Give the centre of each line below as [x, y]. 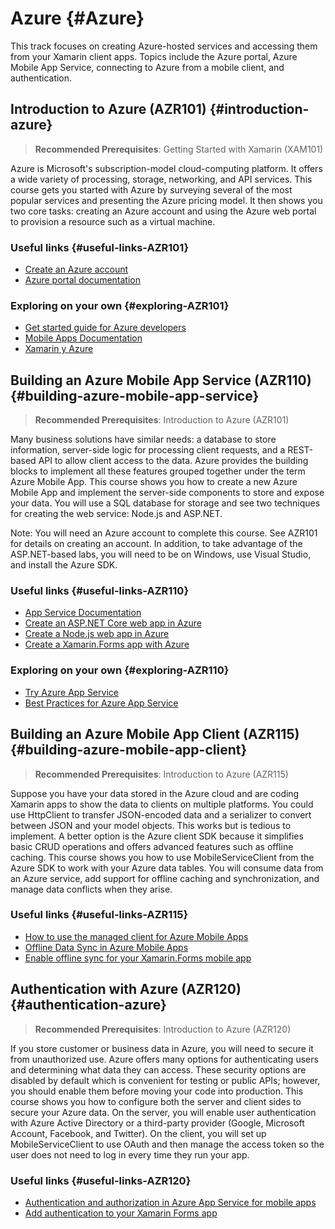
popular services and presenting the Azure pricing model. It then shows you [166, 200]
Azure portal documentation [82, 280]
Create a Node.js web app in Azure [97, 634]
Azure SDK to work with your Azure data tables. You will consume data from [167, 868]
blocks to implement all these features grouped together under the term [158, 471]
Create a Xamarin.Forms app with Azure [107, 644]
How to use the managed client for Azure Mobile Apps [136, 936]
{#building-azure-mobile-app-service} [135, 395]
